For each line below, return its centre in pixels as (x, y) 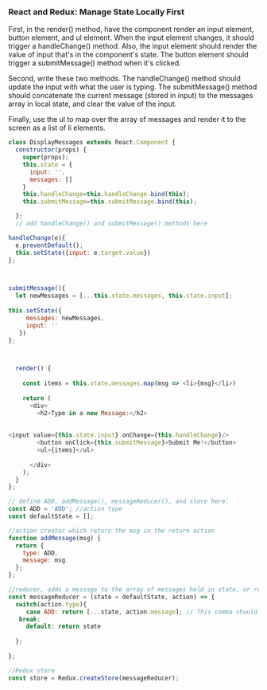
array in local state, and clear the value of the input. (93, 104)
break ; (30, 619)
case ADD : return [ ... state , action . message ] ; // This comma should (142, 612)
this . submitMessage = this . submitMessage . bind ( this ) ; (110, 202)
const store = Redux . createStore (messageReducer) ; (94, 678)
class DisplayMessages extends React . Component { (92, 143)
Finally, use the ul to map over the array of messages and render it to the (127, 120)
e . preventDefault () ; (49, 245)
